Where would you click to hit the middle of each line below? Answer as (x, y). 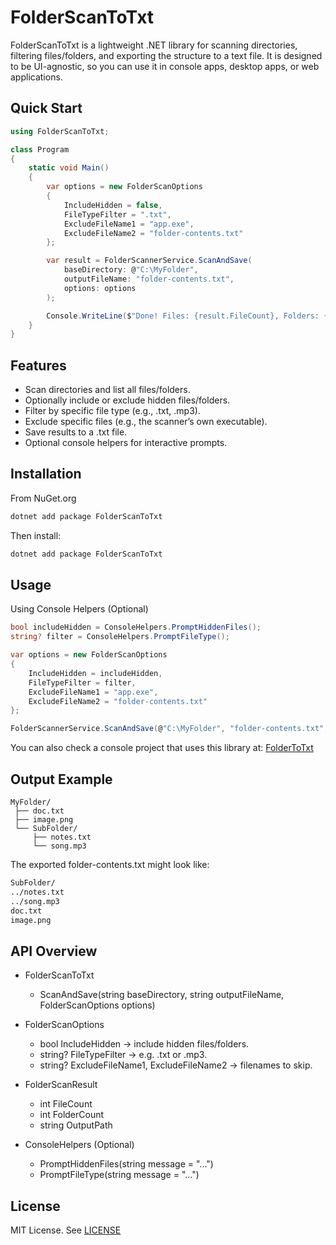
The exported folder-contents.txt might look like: (110, 864)
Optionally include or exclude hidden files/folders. (127, 400)
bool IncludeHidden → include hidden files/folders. (144, 1044)
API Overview (54, 951)
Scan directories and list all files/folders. (107, 390)
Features (38, 365)
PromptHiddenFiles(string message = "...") (126, 1164)
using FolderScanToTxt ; (60, 131)
